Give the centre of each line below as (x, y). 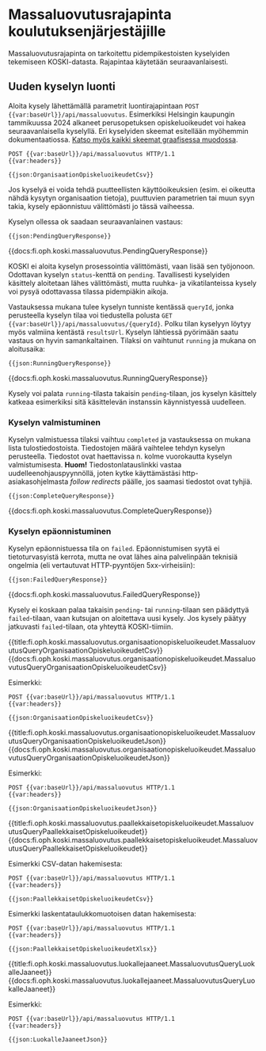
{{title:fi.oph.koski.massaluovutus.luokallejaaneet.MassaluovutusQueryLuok (132, 964)
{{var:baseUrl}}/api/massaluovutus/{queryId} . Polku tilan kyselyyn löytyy (130, 323)
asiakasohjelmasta (38, 482)
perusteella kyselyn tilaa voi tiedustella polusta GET (90, 315)
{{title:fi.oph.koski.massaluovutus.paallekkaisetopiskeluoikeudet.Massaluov (131, 823)
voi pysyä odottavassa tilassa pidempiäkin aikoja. (88, 291)
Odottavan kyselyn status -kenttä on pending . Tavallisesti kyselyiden (119, 274)
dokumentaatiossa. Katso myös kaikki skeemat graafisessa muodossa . (123, 139)
